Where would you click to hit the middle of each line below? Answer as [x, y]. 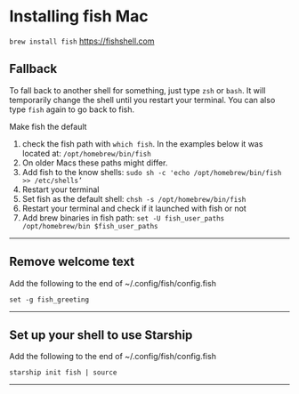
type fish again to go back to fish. [72, 109]
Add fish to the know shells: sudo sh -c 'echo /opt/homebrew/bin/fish [152, 172]
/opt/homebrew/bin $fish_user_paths [90, 226]
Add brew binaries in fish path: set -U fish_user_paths [123, 217]
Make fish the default [48, 126]
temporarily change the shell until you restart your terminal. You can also [142, 100]
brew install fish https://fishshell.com [82, 41]
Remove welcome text [72, 262]
